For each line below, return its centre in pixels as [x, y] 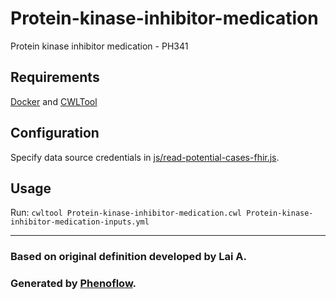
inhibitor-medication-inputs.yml [80, 222]
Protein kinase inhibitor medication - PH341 [99, 46]
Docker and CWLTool [54, 101]
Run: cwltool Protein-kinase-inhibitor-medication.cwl [126, 213]
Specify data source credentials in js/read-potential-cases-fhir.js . [145, 157]
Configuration [55, 133]
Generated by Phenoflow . [73, 284]
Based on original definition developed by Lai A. [128, 257]
